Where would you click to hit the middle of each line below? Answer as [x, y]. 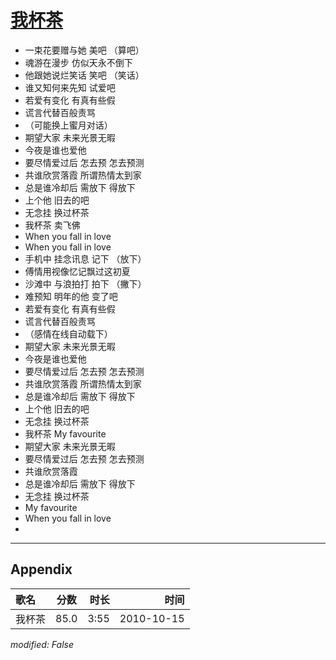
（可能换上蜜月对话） [68, 125]
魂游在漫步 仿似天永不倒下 [78, 62]
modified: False [42, 644]
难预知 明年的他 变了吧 [71, 296]
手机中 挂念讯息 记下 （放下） [85, 258]
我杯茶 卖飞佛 [52, 225]
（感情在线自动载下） [68, 333]
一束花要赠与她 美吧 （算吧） [84, 50]
